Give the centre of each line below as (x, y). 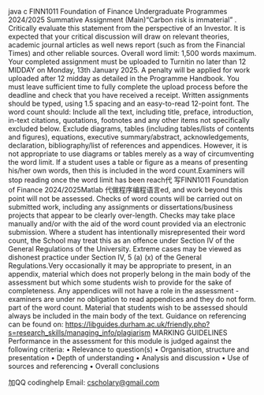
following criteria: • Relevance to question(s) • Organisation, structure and (129, 349)
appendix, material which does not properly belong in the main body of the (129, 274)
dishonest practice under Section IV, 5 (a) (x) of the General (105, 257)
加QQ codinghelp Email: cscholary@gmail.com (84, 382)
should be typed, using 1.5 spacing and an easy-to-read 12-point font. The (129, 103)
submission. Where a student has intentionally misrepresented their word (127, 232)
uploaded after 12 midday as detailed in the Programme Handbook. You (124, 78)
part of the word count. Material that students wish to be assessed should (128, 307)
